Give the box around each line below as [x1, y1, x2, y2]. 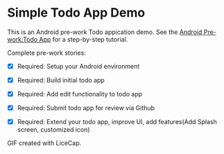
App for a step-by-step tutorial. [39, 35, 128, 43]
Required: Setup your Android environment [17, 62, 140, 70]
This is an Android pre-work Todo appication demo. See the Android [7, 28, 203, 36]
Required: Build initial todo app [17, 76, 105, 84]
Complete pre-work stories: [7, 49, 87, 57]
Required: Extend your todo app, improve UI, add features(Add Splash [17, 118, 217, 126]
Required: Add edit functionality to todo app [17, 90, 143, 99]
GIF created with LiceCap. [7, 139, 82, 147]
